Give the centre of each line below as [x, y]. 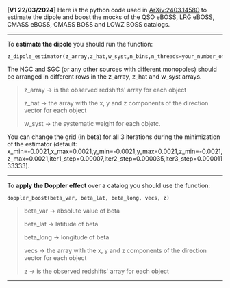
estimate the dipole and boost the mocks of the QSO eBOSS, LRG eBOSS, [111, 17]
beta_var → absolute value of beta [72, 211]
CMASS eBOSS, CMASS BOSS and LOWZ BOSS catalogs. [89, 24]
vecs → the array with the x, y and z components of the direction [115, 250]
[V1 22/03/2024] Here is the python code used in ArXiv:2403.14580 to [107, 10]
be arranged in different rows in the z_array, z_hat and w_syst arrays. [104, 77]
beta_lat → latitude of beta [61, 224]
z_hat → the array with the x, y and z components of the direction [116, 103]
